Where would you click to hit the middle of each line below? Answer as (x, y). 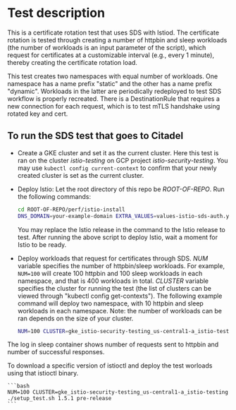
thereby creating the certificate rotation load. (72, 62)
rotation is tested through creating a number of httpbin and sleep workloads (117, 40)
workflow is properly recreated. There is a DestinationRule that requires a (114, 98)
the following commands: (54, 196)
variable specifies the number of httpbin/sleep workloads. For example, (121, 265)
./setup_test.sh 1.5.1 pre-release (60, 399)
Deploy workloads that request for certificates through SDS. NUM (113, 258)
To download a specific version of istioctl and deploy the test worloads (110, 366)
